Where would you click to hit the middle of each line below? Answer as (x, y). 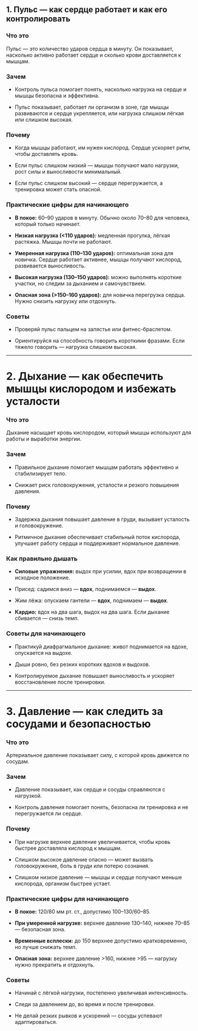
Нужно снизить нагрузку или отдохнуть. (65, 301)
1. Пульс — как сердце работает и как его (87, 10)
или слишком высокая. (44, 119)
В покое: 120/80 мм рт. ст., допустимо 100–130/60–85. (83, 911)
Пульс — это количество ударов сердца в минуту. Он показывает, (90, 48)
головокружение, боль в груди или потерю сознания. (82, 866)
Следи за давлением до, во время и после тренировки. (85, 1004)
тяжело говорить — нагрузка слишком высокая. (76, 347)
